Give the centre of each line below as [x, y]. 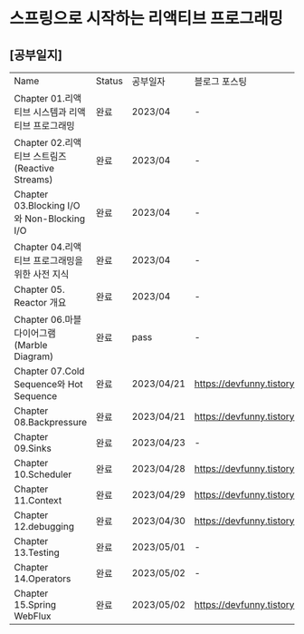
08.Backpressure [51, 422]
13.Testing [37, 552]
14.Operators [43, 579]
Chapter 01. [39, 98]
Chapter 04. [39, 247]
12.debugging [44, 527]
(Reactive [34, 168]
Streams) [33, 180]
